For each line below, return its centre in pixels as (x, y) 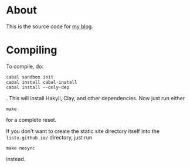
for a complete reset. (31, 120)
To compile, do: (25, 66)
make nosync (21, 148)
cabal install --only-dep (38, 87)
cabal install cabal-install (42, 82)
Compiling (32, 50)
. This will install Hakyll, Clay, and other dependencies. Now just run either (96, 98)
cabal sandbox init (30, 77)
